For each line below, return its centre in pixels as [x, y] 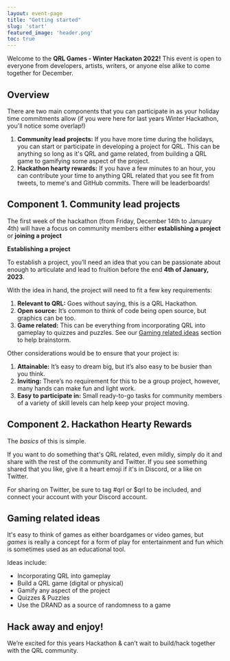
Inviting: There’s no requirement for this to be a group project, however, [119, 381]
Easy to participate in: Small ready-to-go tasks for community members [119, 395]
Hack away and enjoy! [55, 626]
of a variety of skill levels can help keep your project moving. [103, 403]
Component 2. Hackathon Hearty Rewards [100, 425]
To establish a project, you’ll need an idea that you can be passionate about [114, 262]
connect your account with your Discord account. [77, 497]
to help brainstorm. [44, 340]
